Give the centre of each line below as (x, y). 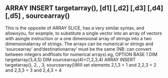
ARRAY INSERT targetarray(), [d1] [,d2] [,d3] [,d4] (84, 8)
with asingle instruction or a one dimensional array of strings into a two (78, 38)
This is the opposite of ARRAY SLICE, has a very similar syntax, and (75, 28)
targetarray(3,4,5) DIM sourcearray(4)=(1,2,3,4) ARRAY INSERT (70, 60)
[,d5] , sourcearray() (38, 16)
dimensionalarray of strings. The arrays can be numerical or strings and (79, 44)
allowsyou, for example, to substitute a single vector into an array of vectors (83, 33)
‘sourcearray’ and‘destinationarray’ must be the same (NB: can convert (78, 49)
